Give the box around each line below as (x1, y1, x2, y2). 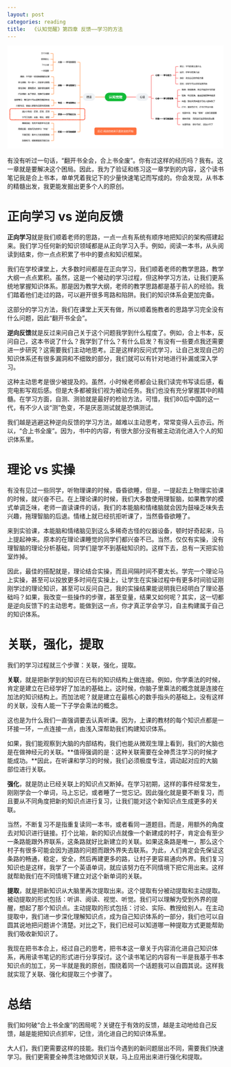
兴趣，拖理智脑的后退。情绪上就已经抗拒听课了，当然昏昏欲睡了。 (7, 512, 194, 520)
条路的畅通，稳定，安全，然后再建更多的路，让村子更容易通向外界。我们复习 (7, 854, 224, 862)
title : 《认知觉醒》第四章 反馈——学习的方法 (7, 25, 124, 32)
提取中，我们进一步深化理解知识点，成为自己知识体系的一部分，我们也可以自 (7, 912, 224, 920)
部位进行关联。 (7, 765, 49, 773)
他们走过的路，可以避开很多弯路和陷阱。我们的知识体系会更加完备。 (25, 291, 218, 299)
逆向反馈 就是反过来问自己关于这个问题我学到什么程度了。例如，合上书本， (7, 329, 218, 337)
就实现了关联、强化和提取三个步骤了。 (7, 970, 115, 978)
